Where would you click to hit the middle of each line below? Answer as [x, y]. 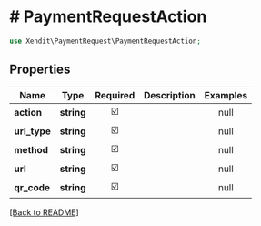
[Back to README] [44, 212]
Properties [40, 70]
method [31, 150]
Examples [226, 95]
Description [170, 95]
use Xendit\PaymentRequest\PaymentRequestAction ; [105, 41]
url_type [33, 131]
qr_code [32, 188]
